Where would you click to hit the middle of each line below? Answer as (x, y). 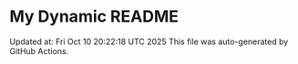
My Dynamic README (94, 17)
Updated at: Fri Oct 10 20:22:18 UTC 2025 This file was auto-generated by (149, 41)
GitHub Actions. (39, 50)
